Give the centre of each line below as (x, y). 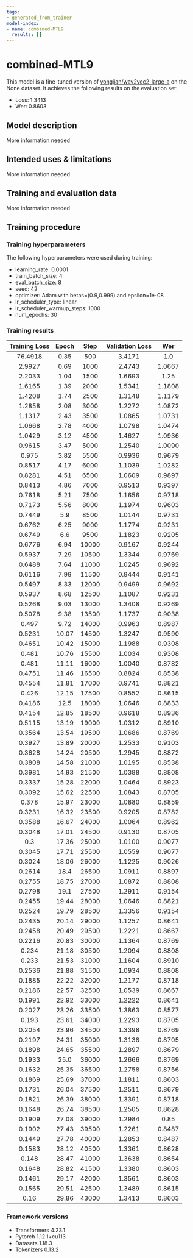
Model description (42, 126)
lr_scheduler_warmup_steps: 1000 (58, 308)
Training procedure (44, 227)
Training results (30, 331)
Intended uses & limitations (59, 159)
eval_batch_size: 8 (38, 283)
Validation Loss (129, 346)
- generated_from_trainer (39, 18)
